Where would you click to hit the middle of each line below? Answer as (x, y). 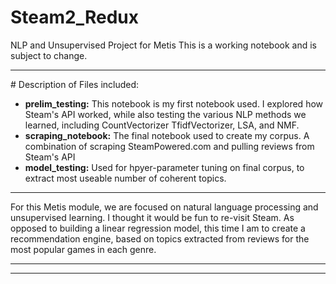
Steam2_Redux (75, 17)
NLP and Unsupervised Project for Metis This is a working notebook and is (163, 45)
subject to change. (49, 55)
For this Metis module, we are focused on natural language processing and (164, 207)
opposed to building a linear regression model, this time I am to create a (158, 228)
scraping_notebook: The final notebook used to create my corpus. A (167, 135)
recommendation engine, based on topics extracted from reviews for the (160, 238)
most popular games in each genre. (83, 249)
